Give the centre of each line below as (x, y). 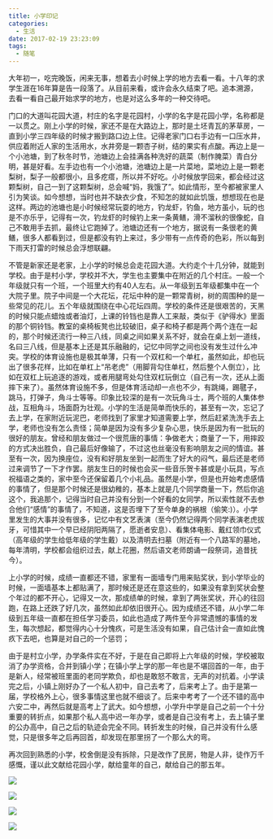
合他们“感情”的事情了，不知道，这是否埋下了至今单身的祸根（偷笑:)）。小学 (133, 509)
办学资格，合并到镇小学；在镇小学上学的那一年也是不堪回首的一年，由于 (143, 666)
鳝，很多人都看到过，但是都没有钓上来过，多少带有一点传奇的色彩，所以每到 (136, 238)
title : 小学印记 (33, 16)
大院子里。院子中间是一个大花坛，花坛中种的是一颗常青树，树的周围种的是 (133, 295)
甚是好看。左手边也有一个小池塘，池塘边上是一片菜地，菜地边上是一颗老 (143, 166)
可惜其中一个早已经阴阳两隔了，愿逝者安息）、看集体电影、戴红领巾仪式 (142, 529)
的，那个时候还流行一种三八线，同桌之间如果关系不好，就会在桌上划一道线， (136, 336)
